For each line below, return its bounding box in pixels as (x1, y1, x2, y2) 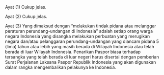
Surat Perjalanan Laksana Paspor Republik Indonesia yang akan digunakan (5, 59, 156, 65)
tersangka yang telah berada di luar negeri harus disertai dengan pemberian (5, 54, 159, 60)
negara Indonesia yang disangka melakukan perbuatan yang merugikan (5, 34, 150, 39)
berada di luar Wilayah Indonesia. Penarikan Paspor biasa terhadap (5, 49, 141, 55)
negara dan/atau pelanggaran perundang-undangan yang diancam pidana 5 (5, 38, 159, 44)
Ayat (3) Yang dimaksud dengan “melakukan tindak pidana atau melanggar (5, 23, 156, 29)
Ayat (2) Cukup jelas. (5, 14, 48, 19)
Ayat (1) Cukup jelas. (5, 4, 47, 10)
